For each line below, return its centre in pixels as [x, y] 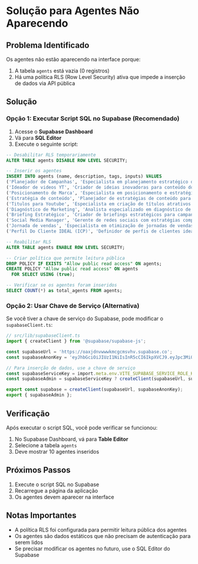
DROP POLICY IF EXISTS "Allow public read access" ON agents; [84, 264]
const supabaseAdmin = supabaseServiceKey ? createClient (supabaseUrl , [96, 379]
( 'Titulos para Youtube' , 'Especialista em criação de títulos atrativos [99, 204]
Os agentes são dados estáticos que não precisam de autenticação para [103, 536]
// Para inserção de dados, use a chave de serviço [71, 368]
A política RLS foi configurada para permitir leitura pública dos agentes [100, 530]
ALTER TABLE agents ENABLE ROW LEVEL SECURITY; [66, 247]
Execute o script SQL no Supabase [57, 484]
